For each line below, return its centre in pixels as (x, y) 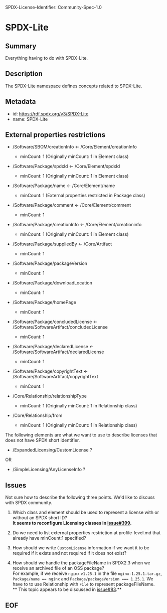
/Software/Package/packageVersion (50, 263)
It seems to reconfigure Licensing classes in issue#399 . (72, 523)
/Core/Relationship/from (37, 415)
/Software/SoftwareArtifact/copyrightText (55, 377)
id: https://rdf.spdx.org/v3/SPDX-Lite (50, 114)
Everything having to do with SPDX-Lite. (47, 58)
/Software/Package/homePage (44, 302)
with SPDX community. (29, 503)
